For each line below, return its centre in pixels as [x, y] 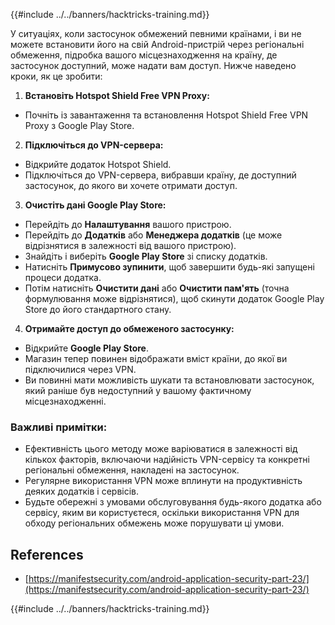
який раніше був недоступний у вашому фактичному [138, 390]
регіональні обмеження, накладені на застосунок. [132, 470]
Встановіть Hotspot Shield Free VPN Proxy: [117, 95]
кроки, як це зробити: [56, 76]
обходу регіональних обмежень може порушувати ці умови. [154, 523]
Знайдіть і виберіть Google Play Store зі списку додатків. [146, 256]
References [47, 554]
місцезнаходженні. [65, 401]
